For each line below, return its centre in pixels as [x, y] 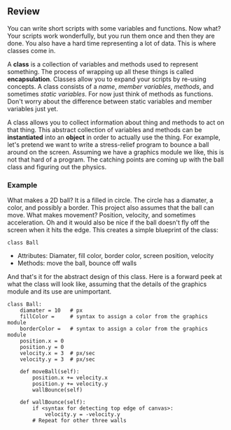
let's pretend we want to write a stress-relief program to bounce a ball [108, 144]
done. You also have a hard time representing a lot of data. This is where [112, 43]
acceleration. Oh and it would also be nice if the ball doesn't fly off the [108, 222]
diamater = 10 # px [51, 310]
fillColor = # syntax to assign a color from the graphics [114, 317]
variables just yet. [33, 108]
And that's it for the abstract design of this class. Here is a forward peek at [115, 277]
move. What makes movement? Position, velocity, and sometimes [101, 215]
